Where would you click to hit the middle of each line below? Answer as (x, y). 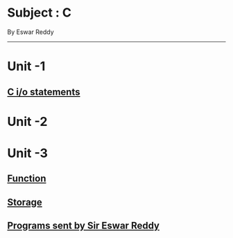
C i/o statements (44, 92)
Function (27, 179)
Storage (25, 202)
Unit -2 (27, 121)
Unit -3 (28, 153)
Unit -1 (26, 66)
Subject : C (39, 13)
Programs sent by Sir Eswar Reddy (84, 226)
